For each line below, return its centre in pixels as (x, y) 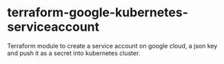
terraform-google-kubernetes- (98, 13)
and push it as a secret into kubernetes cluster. (74, 53)
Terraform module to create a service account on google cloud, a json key (112, 46)
